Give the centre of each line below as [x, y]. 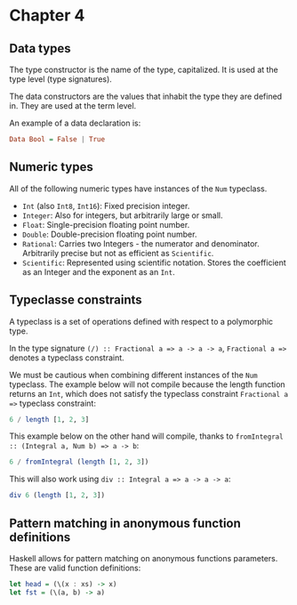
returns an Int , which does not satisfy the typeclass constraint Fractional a [149, 393]
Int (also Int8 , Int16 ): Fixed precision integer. [106, 206]
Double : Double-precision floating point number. [109, 234]
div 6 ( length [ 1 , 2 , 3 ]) [57, 496]
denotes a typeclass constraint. [67, 358]
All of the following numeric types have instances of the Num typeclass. [138, 189]
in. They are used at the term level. [73, 106]
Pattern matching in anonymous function [125, 523]
